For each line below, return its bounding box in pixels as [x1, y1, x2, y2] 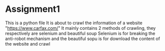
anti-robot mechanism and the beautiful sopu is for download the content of [5, 36, 160, 42]
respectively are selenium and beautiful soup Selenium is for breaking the [5, 30, 156, 36]
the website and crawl [5, 41, 51, 47]
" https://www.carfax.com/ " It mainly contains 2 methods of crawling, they [5, 25, 156, 31]
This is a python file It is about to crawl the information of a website [5, 20, 143, 26]
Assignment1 [5, 3, 60, 15]
